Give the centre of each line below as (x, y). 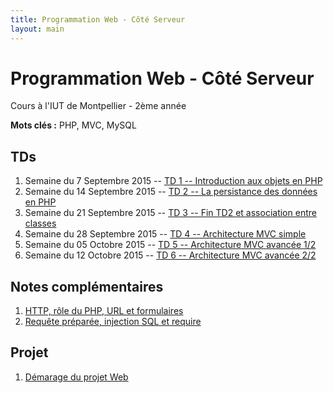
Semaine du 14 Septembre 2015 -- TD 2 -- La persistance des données (171, 192)
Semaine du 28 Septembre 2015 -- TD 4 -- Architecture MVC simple (165, 234)
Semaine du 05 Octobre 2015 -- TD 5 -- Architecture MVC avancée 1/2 (170, 245)
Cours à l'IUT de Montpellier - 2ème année (98, 106)
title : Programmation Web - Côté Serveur (98, 19)
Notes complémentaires (87, 286)
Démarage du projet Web (76, 377)
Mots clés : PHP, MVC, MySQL (73, 125)
